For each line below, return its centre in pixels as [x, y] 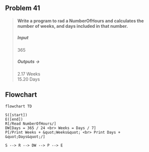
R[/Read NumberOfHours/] [31, 124]
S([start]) [16, 115]
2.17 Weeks [29, 74]
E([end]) [14, 119]
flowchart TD [19, 106]
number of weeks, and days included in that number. [73, 26]
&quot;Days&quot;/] [25, 137]
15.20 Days [28, 79]
